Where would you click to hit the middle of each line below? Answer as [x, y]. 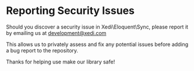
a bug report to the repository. [42, 50]
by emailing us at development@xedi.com [56, 33]
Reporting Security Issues [70, 11]
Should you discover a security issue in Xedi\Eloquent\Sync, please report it [97, 27]
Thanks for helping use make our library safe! [61, 62]
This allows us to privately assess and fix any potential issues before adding [97, 44]
